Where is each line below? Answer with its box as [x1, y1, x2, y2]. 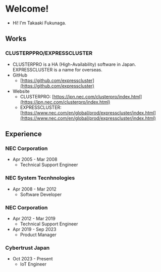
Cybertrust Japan [5, 244, 50, 251]
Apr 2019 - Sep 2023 [12, 226, 57, 232]
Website [12, 88, 30, 94]
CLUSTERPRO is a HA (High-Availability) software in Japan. [12, 61, 136, 67]
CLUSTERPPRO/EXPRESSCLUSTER [5, 50, 93, 57]
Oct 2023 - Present [12, 256, 53, 262]
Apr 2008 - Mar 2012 [12, 186, 57, 192]
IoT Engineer [20, 261, 47, 267]
